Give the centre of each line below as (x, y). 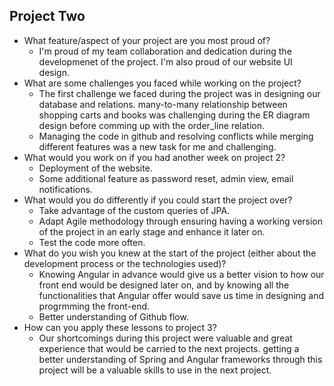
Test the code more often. (92, 242)
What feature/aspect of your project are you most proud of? (147, 40)
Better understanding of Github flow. (113, 316)
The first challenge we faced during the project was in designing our (179, 93)
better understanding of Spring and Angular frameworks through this (180, 359)
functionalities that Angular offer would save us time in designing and (181, 295)
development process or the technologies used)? (125, 263)
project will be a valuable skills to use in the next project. (155, 370)
